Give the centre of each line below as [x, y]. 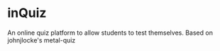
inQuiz [27, 13]
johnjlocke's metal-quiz [42, 40]
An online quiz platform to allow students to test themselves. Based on [110, 33]
